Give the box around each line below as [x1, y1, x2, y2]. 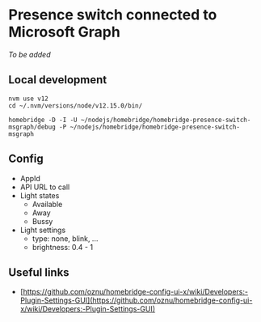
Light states [19, 190, 60, 200]
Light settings [19, 225, 66, 235]
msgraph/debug [8, 123, 57, 131]
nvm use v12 [8, 95, 48, 103]
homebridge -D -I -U [8, 116, 78, 124]
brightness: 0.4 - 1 [32, 242, 94, 252]
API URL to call [19, 182, 70, 192]
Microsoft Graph [8, 23, 121, 41]
